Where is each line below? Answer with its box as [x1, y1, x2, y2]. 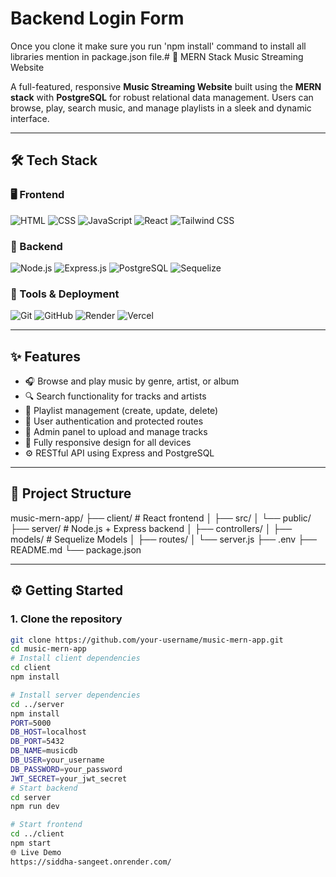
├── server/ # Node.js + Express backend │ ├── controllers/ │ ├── [10, 522, 293, 534]
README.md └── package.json [10, 543, 142, 556]
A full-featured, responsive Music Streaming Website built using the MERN [10, 80, 322, 92]
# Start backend [10, 783, 78, 793]
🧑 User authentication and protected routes [24, 415, 204, 427]
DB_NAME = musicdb [10, 746, 78, 756]
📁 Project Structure [10, 485, 132, 502]
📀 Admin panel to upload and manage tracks [24, 426, 208, 438]
